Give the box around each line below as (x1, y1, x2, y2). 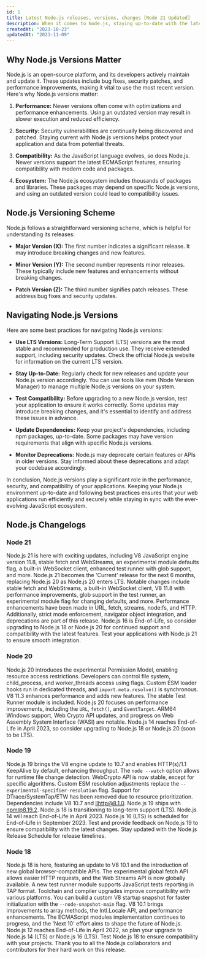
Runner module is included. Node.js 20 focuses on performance (6, 699, 169, 706)
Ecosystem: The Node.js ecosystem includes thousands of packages (15, 177, 191, 184)
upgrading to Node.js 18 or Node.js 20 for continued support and (6, 624, 170, 631)
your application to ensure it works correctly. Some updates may (15, 401, 179, 408)
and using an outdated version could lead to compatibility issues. (15, 190, 180, 197)
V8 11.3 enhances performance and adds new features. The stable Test (6, 692, 186, 699)
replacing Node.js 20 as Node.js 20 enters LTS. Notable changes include (6, 578, 190, 586)
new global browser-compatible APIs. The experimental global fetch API (6, 868, 188, 875)
